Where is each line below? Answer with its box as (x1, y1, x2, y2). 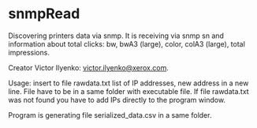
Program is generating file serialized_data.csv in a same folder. (8, 110, 212, 119)
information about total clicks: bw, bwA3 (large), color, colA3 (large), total (8, 39, 246, 48)
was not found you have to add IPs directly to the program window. (8, 95, 226, 104)
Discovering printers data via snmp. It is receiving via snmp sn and (8, 31, 225, 40)
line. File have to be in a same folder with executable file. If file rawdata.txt (8, 86, 250, 96)
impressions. (8, 47, 50, 57)
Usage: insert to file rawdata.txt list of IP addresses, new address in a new (8, 78, 249, 88)
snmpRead (8, 5, 80, 23)
